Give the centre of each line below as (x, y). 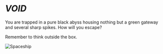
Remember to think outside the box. (41, 37)
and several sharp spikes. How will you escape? (54, 27)
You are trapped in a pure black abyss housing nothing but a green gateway (82, 22)
